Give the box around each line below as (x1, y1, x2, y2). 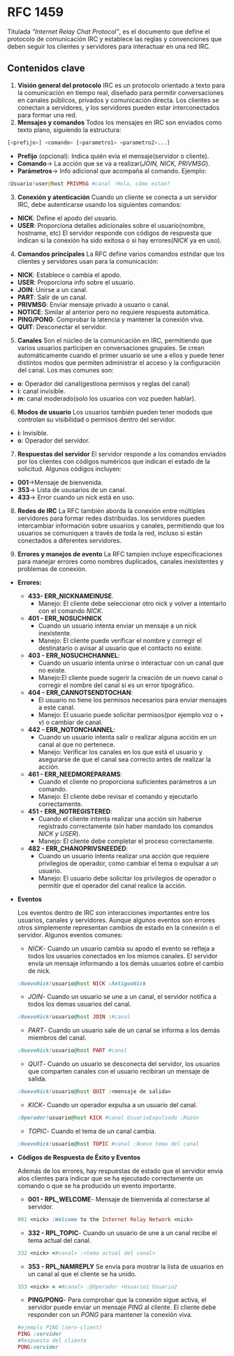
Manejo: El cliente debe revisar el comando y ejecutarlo (38, 792, 198, 800)
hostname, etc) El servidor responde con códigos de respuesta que (17, 229, 212, 237)
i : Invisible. (17, 428, 49, 437)
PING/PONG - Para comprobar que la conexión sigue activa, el (27, 1296, 207, 1304)
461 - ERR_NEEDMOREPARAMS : (27, 770, 122, 778)
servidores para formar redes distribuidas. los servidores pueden (17, 514, 205, 522)
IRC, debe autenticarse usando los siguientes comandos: (17, 200, 182, 208)
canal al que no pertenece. (38, 740, 116, 749)
